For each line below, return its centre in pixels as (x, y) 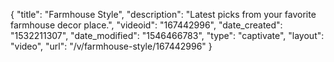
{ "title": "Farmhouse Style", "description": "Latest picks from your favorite (163, 14)
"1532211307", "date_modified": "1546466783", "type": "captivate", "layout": (167, 35)
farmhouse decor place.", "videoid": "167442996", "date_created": (146, 25)
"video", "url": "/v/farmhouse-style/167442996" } (111, 46)
